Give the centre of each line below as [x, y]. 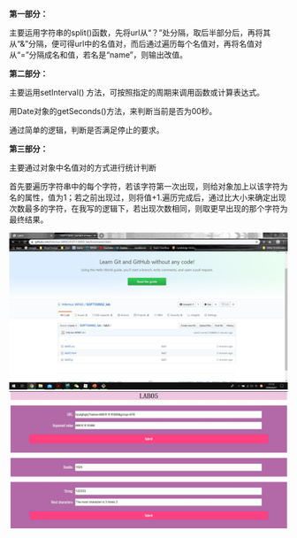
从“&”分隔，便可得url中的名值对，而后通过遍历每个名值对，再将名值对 [136, 44]
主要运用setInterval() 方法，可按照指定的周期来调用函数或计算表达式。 [137, 92]
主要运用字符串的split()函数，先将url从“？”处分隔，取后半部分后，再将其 [140, 33]
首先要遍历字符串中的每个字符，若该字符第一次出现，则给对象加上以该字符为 [148, 186]
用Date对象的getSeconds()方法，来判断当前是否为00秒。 [113, 111]
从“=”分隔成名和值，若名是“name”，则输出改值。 [99, 55]
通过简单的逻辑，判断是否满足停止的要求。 [87, 130]
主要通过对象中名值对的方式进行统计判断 [83, 168]
